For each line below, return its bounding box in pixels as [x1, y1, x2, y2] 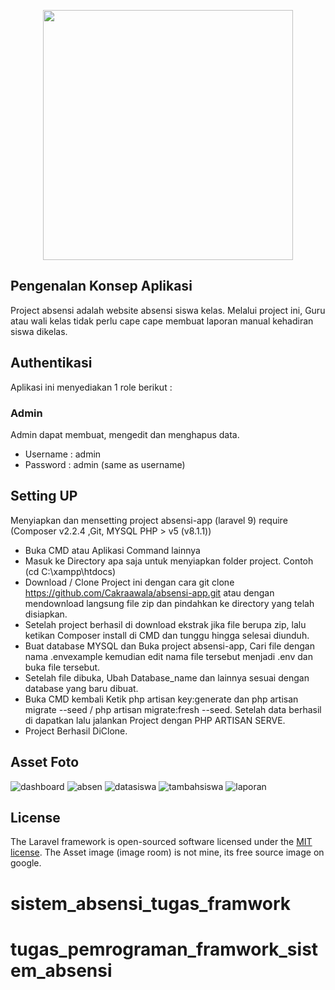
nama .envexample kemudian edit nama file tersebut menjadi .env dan [24, 650, 313, 662]
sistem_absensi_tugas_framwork [10, 892, 292, 915]
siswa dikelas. [10, 325, 68, 337]
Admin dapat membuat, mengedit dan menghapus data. [10, 428, 240, 440]
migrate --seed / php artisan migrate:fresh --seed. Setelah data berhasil [24, 703, 322, 715]
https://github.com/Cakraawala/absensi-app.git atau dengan [24, 586, 275, 599]
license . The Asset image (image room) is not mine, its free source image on [10, 846, 325, 859]
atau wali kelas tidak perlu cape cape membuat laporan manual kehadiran [10, 315, 314, 327]
